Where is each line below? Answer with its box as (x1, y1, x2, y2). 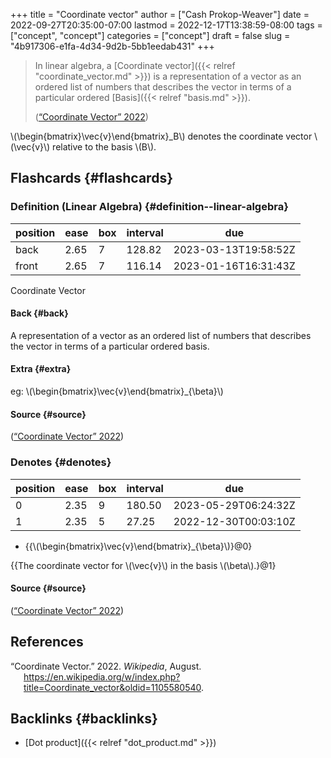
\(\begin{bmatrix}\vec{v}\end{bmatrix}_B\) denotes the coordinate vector (10, 130, 313, 142)
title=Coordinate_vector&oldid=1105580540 (23, 681, 202, 693)
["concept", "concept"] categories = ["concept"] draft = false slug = (10, 30, 291, 41)
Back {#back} (10, 307, 69, 319)
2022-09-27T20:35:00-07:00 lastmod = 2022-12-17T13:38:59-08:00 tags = (10, 19, 323, 31)
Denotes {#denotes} (10, 455, 112, 469)
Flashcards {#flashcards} (10, 170, 173, 187)
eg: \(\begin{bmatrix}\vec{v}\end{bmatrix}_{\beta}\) (10, 385, 224, 398)
